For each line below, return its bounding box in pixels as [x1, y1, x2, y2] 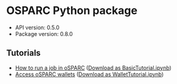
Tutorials [6, 48, 41, 58]
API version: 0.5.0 [15, 24, 60, 31]
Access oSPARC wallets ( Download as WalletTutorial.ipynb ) [15, 71, 164, 78]
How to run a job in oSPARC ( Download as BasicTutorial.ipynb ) [15, 64, 172, 71]
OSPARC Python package [6, 4, 138, 18]
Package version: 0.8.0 [15, 30, 73, 37]
